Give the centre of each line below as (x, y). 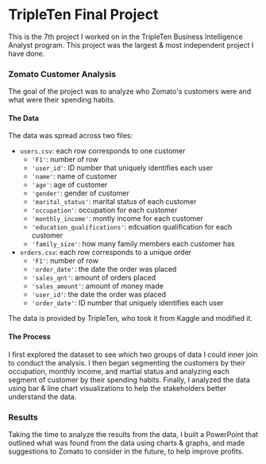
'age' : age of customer (69, 185)
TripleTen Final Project (83, 15)
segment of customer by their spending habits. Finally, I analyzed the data (129, 380)
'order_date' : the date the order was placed (104, 269)
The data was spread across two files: (71, 136)
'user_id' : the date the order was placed (99, 295)
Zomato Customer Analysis (62, 74)
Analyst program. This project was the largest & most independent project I (131, 44)
